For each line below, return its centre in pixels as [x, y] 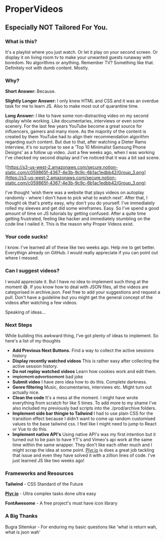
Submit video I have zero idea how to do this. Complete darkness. [80, 382]
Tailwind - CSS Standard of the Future [44, 484]
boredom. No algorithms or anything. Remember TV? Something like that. [80, 62]
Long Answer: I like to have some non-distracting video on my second [77, 116]
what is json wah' [23, 532]
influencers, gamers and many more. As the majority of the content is [76, 131]
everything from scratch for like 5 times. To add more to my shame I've [84, 403]
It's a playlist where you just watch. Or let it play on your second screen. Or [82, 52]
